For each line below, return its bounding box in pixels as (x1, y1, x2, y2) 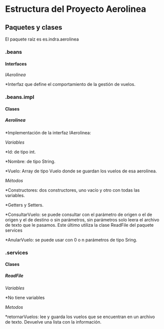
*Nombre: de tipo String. (5, 158, 56, 164)
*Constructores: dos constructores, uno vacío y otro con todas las (5, 187, 140, 193)
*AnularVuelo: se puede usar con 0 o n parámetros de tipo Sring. (5, 237, 137, 243)
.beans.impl (5, 94, 34, 101)
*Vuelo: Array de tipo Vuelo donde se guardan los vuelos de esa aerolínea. (5, 168, 157, 174)
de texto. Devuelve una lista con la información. (5, 319, 102, 325)
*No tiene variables (5, 295, 45, 301)
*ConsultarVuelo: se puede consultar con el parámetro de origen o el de (5, 211, 153, 217)
